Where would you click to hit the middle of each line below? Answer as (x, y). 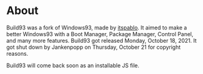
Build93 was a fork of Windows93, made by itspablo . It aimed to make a (97, 28)
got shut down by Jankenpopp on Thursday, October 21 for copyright (94, 47)
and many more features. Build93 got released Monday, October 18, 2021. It (102, 40)
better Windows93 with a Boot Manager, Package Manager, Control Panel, (100, 34)
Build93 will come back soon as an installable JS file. (73, 65)
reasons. (17, 53)
